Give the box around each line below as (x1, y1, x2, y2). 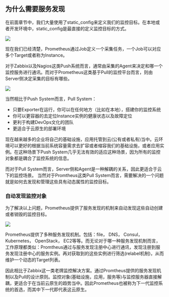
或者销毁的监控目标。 (5, 211, 49, 218)
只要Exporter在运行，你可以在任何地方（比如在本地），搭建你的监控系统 (12, 106, 161, 112)
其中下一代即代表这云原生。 (31, 286, 89, 292)
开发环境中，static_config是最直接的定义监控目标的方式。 (9, 25, 130, 31)
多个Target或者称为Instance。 (5, 52, 68, 58)
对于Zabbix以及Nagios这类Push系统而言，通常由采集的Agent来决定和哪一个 (5, 63, 163, 69)
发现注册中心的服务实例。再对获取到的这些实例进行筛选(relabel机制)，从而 (9, 250, 164, 257)
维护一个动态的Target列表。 (5, 257, 63, 263)
